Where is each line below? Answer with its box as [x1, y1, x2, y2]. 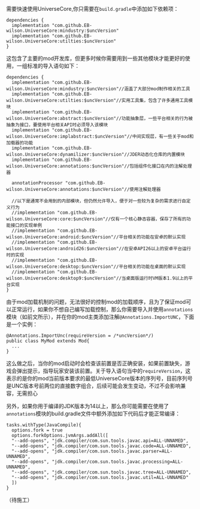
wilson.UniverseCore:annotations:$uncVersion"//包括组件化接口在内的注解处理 [6, 163, 192, 169]
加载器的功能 [6, 140, 34, 146]
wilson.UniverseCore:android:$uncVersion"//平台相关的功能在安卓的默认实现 [6, 234, 186, 240]
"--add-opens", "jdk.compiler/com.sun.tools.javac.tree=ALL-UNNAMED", [11, 469, 192, 475]
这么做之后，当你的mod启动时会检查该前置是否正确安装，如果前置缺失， [6, 360, 186, 367]
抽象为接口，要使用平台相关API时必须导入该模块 [6, 122, 108, 128]
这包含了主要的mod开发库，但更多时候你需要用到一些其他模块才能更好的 [6, 55, 186, 62]
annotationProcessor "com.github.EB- [11, 180, 106, 186]
